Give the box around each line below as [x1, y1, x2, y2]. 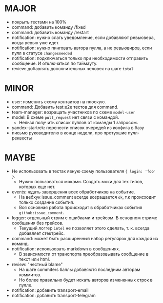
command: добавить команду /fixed [11, 24, 86, 30]
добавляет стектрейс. [19, 230, 65, 236]
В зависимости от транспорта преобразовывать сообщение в [19, 251, 149, 257]
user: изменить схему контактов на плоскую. [11, 98, 106, 105]
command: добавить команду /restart [11, 29, 89, 35]
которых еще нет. [19, 184, 56, 189]
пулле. [19, 282, 33, 288]
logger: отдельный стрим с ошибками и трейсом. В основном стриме [11, 215, 158, 221]
